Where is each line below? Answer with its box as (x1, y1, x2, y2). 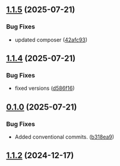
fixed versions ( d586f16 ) (14, 84, 75, 92)
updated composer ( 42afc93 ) (14, 36, 88, 43)
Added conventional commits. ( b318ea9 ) (14, 133, 115, 140)
